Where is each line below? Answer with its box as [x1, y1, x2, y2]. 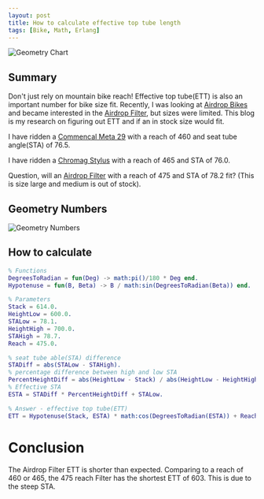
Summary [8, 70, 57, 84]
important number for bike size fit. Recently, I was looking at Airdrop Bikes [8, 100, 248, 110]
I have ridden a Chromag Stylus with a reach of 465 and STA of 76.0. [8, 155, 230, 166]
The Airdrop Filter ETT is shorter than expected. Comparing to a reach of [8, 464, 244, 474]
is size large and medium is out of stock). [8, 179, 141, 189]
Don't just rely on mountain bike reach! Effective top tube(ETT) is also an [8, 91, 244, 101]
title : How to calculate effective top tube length [8, 19, 181, 27]
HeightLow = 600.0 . [8, 311, 72, 318]
